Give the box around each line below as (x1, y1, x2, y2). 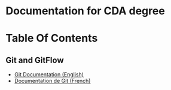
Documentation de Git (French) (14, 77, 91, 85)
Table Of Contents (5, 32, 98, 45)
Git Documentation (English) (14, 71, 84, 78)
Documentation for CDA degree (5, 4, 165, 18)
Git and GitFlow (5, 55, 64, 65)
